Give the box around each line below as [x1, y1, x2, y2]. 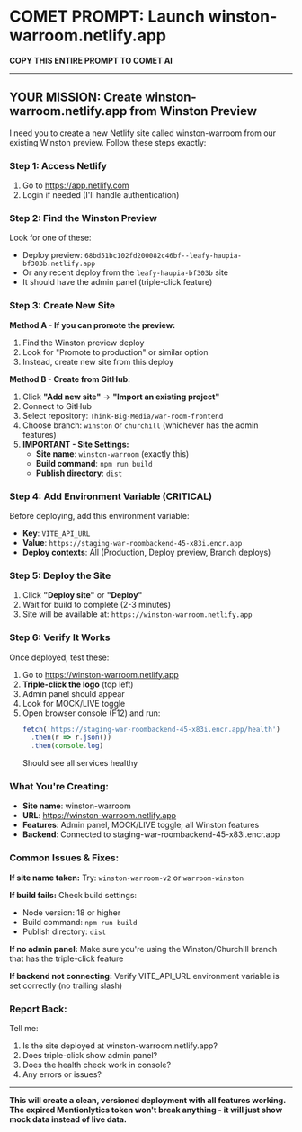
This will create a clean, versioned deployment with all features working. [9, 1095, 286, 1106]
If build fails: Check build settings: [9, 889, 138, 900]
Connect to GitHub [22, 400, 93, 411]
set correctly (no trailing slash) [9, 980, 123, 991]
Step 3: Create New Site [9, 299, 116, 312]
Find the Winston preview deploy [22, 337, 145, 348]
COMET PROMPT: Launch [9, 6, 205, 27]
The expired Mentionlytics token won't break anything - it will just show [9, 1104, 283, 1116]
